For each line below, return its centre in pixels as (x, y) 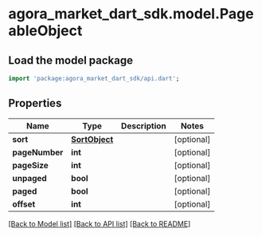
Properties (35, 103)
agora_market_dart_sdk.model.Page (131, 14)
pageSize (31, 165)
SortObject (92, 139)
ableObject (45, 31)
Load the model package (71, 60)
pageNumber (38, 152)
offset (24, 204)
